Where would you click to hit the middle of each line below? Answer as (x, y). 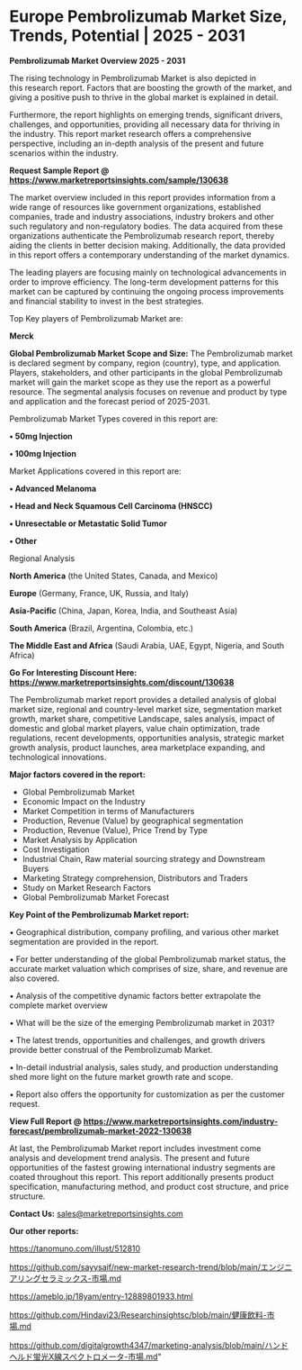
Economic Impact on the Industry (84, 801)
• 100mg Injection (43, 453)
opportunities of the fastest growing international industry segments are (142, 1167)
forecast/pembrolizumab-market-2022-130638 (101, 1130)
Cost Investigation (56, 849)
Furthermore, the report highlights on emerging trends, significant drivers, (146, 114)
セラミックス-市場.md (80, 1278)
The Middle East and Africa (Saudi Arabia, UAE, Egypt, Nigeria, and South (147, 645)
